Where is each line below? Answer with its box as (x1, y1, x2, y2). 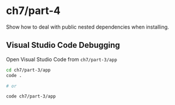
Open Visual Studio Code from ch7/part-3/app (6, 55, 118, 62)
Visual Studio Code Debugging (6, 40, 121, 50)
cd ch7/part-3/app (6, 67, 51, 73)
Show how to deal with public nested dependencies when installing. (6, 23, 169, 30)
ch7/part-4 (6, 4, 61, 17)
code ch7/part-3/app (6, 93, 57, 100)
